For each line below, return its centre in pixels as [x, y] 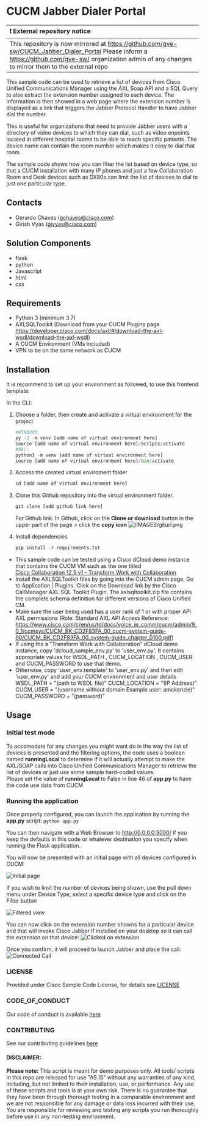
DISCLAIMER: [24, 1057]
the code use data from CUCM [45, 785]
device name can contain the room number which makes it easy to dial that [101, 146]
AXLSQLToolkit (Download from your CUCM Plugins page [87, 324]
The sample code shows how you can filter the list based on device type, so [102, 164]
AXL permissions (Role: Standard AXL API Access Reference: [92, 618]
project [24, 421]
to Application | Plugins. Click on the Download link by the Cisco [96, 586]
